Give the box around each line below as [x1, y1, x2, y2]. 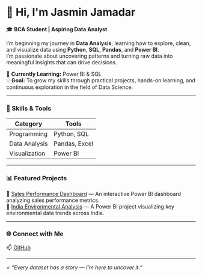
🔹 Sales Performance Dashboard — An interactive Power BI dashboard [6, 190, 182, 197]
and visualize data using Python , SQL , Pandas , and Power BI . [6, 46, 159, 53]
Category [14, 120, 43, 128]
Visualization [9, 150, 46, 158]
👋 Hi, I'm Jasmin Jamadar [6, 5, 136, 19]
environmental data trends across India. [6, 209, 105, 216]
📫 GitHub [6, 243, 31, 251]
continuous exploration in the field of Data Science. [6, 84, 133, 91]
